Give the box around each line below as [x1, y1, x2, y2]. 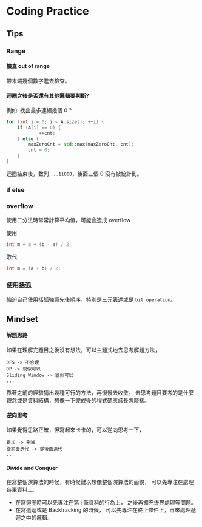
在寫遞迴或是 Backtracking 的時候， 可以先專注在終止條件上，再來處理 [15, 506, 191, 514]
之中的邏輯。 [20, 514, 53, 522]
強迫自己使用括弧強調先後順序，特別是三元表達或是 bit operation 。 [6, 296, 177, 303]
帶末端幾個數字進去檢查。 [6, 77, 70, 84]
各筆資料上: [6, 486, 35, 493]
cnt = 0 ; [28, 147, 50, 153]
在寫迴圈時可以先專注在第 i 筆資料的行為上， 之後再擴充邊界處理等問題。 [15, 499, 197, 506]
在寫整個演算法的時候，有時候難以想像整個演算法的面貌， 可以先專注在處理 [6, 478, 194, 486]
